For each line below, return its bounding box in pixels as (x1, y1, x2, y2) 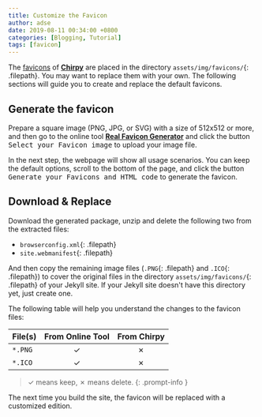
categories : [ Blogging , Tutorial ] (8, 33, 122, 42)
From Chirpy (117, 331, 166, 342)
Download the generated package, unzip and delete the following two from (8, 216, 253, 225)
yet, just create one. (8, 288, 73, 298)
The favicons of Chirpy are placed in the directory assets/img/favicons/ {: (8, 62, 249, 72)
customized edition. (8, 400, 73, 411)
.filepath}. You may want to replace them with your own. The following (8, 71, 237, 81)
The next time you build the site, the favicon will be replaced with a (8, 393, 226, 402)
